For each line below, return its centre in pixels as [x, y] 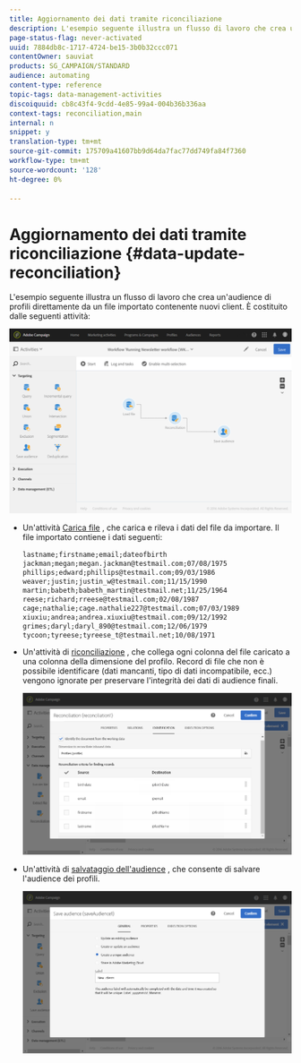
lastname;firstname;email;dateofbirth [95, 554]
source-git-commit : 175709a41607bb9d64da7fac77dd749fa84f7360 [128, 151]
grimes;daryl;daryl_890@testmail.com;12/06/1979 [115, 626]
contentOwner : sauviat [52, 57]
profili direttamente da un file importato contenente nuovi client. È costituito [149, 307]
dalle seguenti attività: [50, 316]
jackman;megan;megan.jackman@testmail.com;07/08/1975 [125, 563]
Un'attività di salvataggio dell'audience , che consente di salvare [141, 870]
